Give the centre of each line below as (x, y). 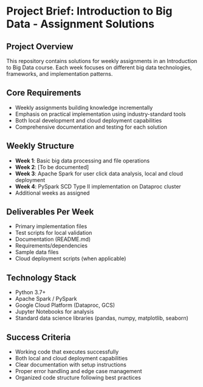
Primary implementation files (51, 226)
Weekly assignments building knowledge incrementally (84, 107)
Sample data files (37, 252)
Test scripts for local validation (53, 233)
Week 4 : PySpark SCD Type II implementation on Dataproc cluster (98, 186)
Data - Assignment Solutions (81, 24)
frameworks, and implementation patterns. (60, 74)
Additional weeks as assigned (52, 193)
